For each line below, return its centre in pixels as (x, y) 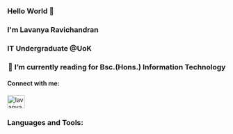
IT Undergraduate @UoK (49, 48)
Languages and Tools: (45, 122)
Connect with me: (34, 83)
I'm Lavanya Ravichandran (53, 29)
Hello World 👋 (31, 11)
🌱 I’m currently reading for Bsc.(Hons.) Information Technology (117, 67)
